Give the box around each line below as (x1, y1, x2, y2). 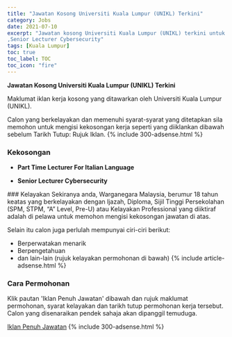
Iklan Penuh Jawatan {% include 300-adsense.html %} (7, 322, 165, 331)
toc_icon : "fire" (7, 62, 58, 69)
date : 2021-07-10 (7, 23, 58, 30)
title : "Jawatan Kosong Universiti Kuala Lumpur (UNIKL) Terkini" (7, 10, 204, 17)
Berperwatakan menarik (17, 239, 87, 247)
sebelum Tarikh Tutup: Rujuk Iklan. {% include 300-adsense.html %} (7, 130, 204, 138)
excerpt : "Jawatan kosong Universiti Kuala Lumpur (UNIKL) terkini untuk (7, 29, 226, 37)
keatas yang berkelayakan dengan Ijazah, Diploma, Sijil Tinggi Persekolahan (7, 197, 224, 206)
